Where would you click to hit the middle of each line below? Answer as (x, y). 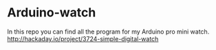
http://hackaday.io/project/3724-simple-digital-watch (83, 38)
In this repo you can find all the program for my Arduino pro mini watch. (108, 32)
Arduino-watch (52, 13)
